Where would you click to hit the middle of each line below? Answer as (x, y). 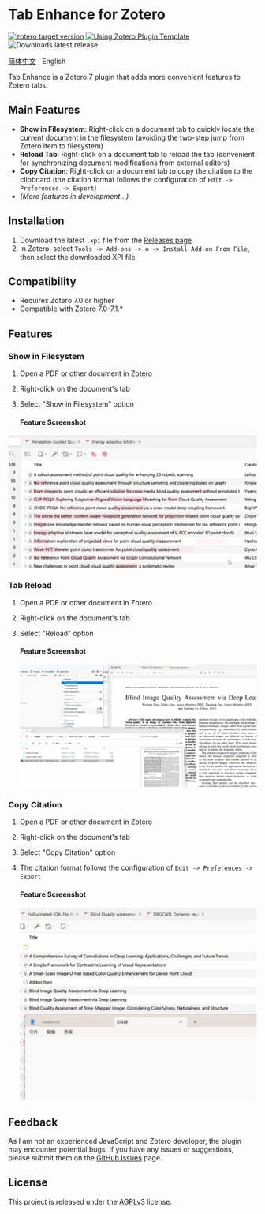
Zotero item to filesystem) (62, 146)
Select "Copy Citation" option (67, 852)
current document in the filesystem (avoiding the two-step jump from (132, 137)
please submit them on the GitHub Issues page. (86, 1157)
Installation (36, 221)
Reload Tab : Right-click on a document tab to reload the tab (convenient (137, 154)
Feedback (33, 1122)
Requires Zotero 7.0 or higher (67, 301)
